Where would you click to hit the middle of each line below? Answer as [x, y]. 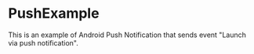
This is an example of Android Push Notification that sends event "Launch [127, 35]
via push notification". [43, 42]
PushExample [54, 13]
